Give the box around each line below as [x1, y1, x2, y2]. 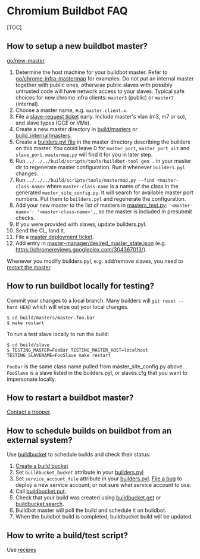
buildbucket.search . [15, 501, 64, 508]
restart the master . [7, 263, 52, 271]
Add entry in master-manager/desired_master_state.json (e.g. [15, 240, 167, 247]
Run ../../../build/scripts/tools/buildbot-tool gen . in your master [15, 157, 192, 164]
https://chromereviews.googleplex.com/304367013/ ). [15, 246, 148, 253]
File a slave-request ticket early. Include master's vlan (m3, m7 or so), [15, 113, 187, 120]
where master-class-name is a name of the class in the [46, 182, 179, 190]
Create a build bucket [15, 462, 68, 470]
